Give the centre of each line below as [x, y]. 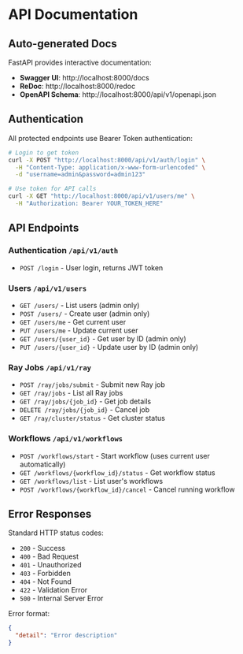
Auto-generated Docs [63, 44]
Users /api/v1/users [48, 288]
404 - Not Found [46, 582]
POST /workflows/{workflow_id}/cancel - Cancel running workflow [127, 489]
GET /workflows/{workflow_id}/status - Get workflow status [117, 472]
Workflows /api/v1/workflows [66, 439]
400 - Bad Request [49, 556]
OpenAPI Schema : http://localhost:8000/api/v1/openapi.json [118, 95]
